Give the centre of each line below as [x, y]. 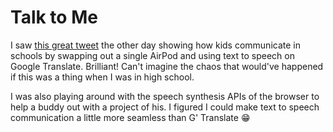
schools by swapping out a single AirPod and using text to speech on [152, 55]
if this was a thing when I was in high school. [102, 77]
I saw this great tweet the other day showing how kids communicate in [155, 45]
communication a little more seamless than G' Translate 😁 [130, 117]
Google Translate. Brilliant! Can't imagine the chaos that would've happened [167, 66]
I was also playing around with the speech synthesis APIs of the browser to [165, 96]
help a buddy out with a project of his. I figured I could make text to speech [165, 107]
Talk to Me [54, 17]
